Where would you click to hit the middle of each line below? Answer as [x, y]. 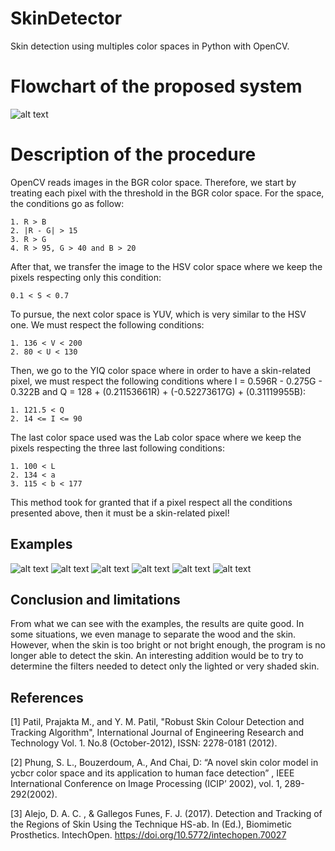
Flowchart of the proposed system [156, 86]
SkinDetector [66, 18]
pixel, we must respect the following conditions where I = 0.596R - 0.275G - [166, 381]
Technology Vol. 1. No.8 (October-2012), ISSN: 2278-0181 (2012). [144, 743]
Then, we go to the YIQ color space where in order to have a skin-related [161, 370]
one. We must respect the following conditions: [107, 324]
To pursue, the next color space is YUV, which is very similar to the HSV [158, 314]
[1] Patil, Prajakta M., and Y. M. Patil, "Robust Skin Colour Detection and [157, 722]
